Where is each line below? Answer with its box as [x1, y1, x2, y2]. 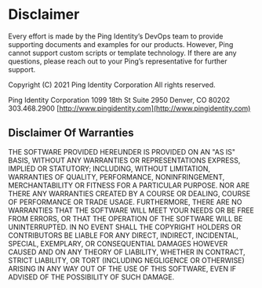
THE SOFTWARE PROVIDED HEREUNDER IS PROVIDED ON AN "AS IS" [8, 147, 236, 156]
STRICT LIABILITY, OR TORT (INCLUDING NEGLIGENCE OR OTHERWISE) [8, 255, 245, 264]
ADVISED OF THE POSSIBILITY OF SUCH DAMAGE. [8, 272, 175, 282]
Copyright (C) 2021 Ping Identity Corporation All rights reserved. [8, 80, 216, 89]
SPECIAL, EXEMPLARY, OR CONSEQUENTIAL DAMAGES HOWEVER [8, 239, 228, 248]
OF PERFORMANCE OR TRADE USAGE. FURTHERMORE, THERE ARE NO [8, 197, 242, 206]
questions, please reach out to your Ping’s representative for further [8, 57, 227, 66]
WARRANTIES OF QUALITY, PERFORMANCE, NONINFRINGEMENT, [8, 172, 225, 181]
